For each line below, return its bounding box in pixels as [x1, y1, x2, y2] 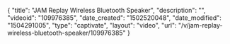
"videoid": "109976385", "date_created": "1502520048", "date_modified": [7, 13, 222, 22]
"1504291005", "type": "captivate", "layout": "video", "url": [7, 21, 177, 29]
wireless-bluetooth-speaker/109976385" [7, 28, 126, 37]
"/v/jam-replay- [178, 21, 223, 29]
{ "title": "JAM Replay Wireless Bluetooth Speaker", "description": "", [7, 6, 206, 14]
